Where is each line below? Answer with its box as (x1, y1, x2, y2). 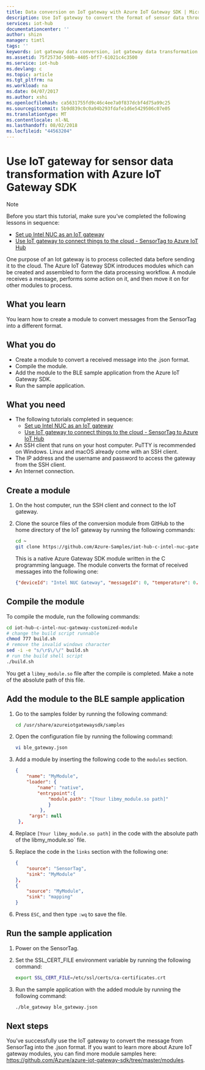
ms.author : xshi (6, 94, 48, 100)
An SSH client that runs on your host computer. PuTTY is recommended (15, 442, 196, 449)
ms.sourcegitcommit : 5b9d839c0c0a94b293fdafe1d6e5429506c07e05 (6, 105, 171, 112)
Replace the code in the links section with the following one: (15, 848, 169, 856)
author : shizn (6, 32, 43, 38)
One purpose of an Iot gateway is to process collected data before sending (6, 255, 195, 263)
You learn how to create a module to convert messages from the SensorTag (6, 315, 196, 322)
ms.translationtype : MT (6, 111, 67, 117)
